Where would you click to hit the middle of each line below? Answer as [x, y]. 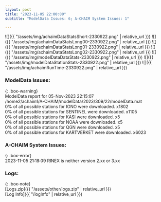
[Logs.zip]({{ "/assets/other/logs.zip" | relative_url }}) [58, 189]
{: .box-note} [18, 184]
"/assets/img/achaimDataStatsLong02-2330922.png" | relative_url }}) [81, 52]
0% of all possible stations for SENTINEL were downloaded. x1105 [71, 111]
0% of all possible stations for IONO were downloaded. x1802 [67, 106]
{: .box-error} [18, 155]
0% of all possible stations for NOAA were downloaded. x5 [64, 122]
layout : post [18, 9]
